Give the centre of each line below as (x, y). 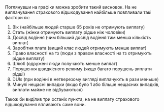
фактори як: (18, 17)
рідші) (19, 74)
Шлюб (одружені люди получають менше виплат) (65, 64)
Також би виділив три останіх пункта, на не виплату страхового (72, 99)
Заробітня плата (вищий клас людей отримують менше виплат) (79, 48)
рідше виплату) (29, 58)
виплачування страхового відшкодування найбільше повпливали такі (78, 12)
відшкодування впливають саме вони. (46, 104)
